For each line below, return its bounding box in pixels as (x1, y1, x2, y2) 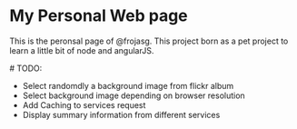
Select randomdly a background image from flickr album (22, 80, 234, 91)
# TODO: (9, 63, 43, 74)
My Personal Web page (9, 5, 188, 26)
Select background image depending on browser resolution (22, 90, 245, 101)
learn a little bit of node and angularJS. (9, 45, 154, 55)
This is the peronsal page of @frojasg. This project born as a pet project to (9, 35, 289, 46)
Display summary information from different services (22, 109, 221, 120)
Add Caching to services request (22, 99, 146, 110)
